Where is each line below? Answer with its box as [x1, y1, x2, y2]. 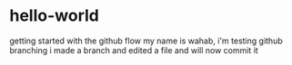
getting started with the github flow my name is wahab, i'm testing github [9, 35, 284, 46]
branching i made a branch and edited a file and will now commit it [9, 44, 259, 55]
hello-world [9, 5, 100, 26]
